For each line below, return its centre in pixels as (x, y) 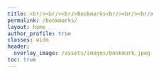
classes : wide (28, 40)
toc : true (22, 60)
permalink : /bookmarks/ (43, 20)
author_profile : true (39, 33)
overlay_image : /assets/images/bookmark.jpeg (82, 54)
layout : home (27, 27)
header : (19, 47)
